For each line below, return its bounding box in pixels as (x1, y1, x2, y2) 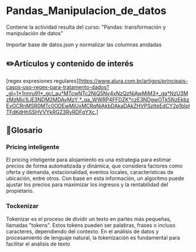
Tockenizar (6, 202, 39, 210)
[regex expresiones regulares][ (6, 77, 81, 84)
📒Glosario (6, 125, 43, 135)
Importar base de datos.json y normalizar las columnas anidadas (6, 41, 162, 48)
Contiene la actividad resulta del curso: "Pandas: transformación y (6, 23, 166, 30)
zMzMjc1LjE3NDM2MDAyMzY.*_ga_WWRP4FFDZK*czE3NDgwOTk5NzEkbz (6, 96, 190, 103)
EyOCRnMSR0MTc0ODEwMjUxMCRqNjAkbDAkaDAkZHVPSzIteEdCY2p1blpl (6, 102, 190, 109)
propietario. (6, 188, 34, 195)
